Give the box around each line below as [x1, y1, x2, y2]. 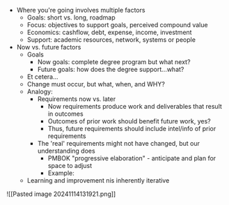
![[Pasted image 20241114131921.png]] [6, 190, 116, 198]
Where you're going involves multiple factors [16, 6, 145, 14]
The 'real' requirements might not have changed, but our [37, 139, 200, 147]
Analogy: [26, 87, 53, 96]
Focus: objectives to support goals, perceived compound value [26, 21, 208, 29]
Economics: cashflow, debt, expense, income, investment [26, 28, 192, 36]
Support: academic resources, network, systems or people [26, 36, 196, 44]
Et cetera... [26, 73, 58, 81]
